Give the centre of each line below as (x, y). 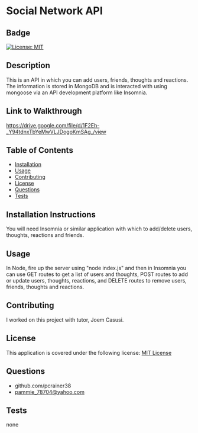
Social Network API (55, 11)
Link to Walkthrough (44, 111)
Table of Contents (40, 150)
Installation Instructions (51, 214)
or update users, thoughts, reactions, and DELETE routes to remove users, (97, 281)
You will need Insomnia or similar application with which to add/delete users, (99, 229)
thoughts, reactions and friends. (45, 235)
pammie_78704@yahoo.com (49, 392)
